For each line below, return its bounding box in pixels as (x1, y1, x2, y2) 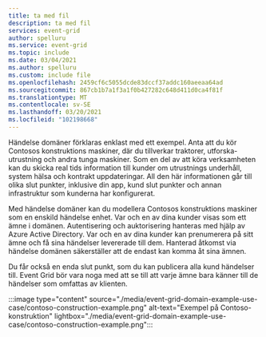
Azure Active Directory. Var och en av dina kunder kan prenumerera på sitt (8, 229, 254, 239)
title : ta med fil (8, 11, 69, 20)
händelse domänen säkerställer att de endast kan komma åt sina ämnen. (8, 246, 247, 256)
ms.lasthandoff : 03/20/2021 (8, 109, 102, 117)
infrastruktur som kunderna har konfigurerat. (8, 188, 156, 198)
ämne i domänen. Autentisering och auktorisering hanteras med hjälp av (8, 220, 246, 230)
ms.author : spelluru (8, 64, 77, 72)
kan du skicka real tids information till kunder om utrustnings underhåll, (8, 163, 242, 172)
